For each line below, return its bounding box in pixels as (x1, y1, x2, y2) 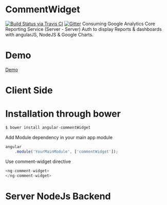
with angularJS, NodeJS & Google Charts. (5, 31, 94, 38)
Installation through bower (5, 108, 121, 120)
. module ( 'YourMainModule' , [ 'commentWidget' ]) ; (14, 149, 118, 154)
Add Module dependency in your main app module (5, 134, 113, 140)
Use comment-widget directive (5, 158, 71, 164)
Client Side (5, 85, 53, 96)
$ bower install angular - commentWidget (5, 125, 91, 130)
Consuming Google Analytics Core (82, 21, 156, 27)
